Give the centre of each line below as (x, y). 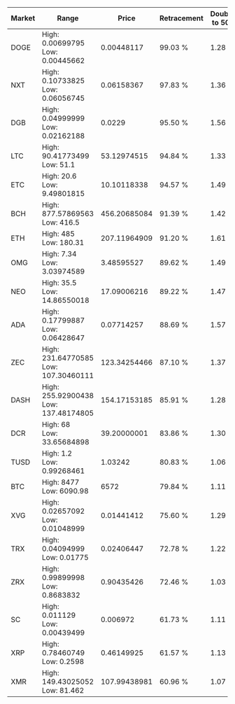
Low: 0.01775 (65, 557)
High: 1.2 (57, 453)
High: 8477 (60, 482)
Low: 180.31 (63, 242)
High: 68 (56, 424)
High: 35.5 (59, 283)
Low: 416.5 (61, 222)
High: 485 (58, 234)
